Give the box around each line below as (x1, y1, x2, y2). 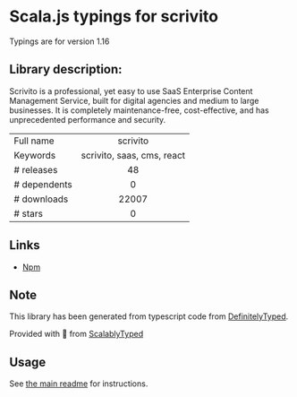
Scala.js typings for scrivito (9, 6, 219, 27)
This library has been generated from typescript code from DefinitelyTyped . (9, 311, 289, 322)
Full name (13, 134, 55, 147)
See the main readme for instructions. (9, 378, 148, 389)
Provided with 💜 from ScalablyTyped (9, 329, 144, 340)
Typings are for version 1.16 (9, 36, 110, 47)
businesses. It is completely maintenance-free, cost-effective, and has (9, 105, 270, 116)
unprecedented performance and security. (9, 114, 166, 125)
